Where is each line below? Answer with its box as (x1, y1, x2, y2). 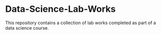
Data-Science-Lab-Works (5, 3, 116, 15)
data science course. (5, 25, 49, 31)
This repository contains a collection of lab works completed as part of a (5, 20, 156, 26)
